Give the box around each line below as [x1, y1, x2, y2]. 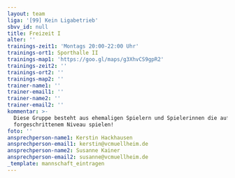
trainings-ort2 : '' [7, 69, 64, 76]
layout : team [7, 10, 45, 18]
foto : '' [7, 128, 33, 135]
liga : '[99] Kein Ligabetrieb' [7, 17, 99, 24]
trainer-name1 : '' [7, 82, 61, 89]
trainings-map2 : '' [7, 75, 64, 83]
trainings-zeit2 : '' [7, 62, 68, 69]
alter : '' [7, 36, 36, 43]
